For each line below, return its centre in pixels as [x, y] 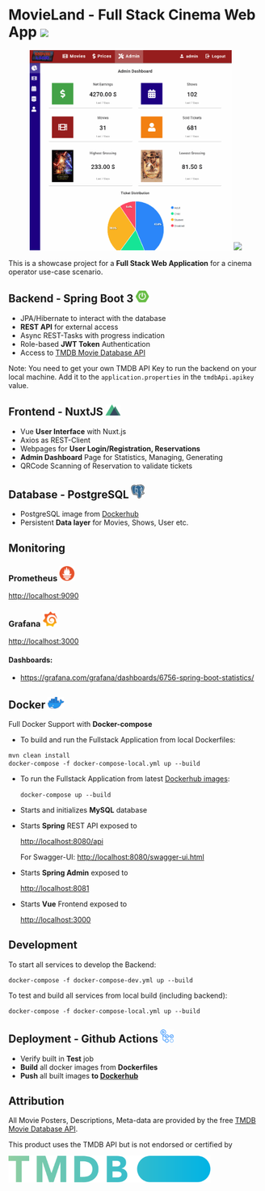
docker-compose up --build [65, 795]
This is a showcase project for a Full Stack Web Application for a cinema [130, 263]
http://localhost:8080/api [61, 841]
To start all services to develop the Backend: [82, 965]
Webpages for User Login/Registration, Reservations [110, 448]
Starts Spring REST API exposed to [78, 826]
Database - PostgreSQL [69, 494]
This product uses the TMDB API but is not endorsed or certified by [120, 1145]
